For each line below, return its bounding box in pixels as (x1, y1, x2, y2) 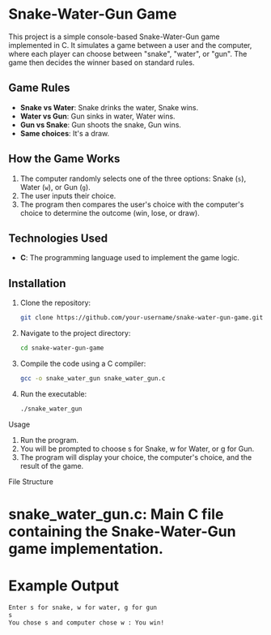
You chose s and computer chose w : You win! (8, 618, 164, 627)
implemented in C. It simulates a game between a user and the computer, (8, 40, 252, 49)
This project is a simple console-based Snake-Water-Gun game (8, 32, 220, 41)
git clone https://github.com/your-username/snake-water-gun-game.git (19, 314, 264, 322)
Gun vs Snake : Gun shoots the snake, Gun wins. (19, 119, 182, 130)
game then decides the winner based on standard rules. (8, 58, 195, 67)
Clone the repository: (19, 298, 91, 308)
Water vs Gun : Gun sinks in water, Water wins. (19, 111, 176, 121)
